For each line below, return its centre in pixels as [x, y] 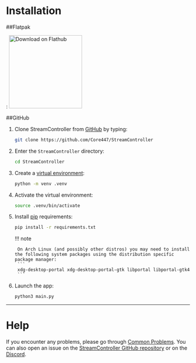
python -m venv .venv [41, 184]
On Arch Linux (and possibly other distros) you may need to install [104, 249]
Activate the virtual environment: [54, 195]
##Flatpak [18, 27]
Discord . [16, 354]
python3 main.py [34, 297]
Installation [34, 11]
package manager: [36, 260]
